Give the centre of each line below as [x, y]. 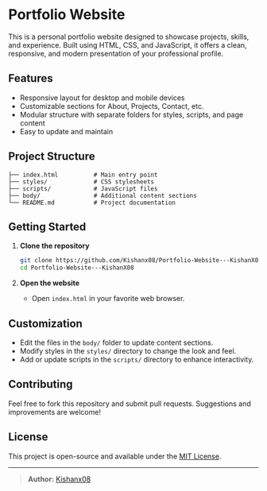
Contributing [41, 384]
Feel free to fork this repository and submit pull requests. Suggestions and [130, 404]
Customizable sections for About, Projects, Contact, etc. [112, 106]
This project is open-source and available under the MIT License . [115, 456]
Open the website [50, 283]
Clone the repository [54, 246]
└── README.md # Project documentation [92, 203]
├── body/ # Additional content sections [103, 195]
